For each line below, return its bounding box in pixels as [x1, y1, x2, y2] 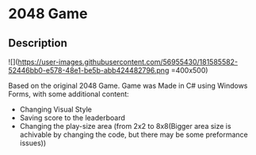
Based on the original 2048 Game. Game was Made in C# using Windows [8, 81, 248, 90]
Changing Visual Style [19, 104, 93, 114]
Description [8, 36, 67, 50]
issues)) [19, 138, 47, 147]
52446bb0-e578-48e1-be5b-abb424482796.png [8, 66, 170, 75]
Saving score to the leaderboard [19, 113, 125, 123]
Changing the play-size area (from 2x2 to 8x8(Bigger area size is [19, 122, 231, 130]
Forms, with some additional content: [8, 89, 129, 99]
